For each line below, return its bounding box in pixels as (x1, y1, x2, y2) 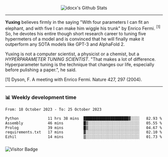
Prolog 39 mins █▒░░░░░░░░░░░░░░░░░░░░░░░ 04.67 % (5, 125, 162, 130)
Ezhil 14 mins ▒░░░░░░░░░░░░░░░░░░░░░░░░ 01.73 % (5, 135, 162, 140)
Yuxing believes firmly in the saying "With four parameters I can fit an (5, 19, 149, 25)
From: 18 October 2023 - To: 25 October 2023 (5, 107, 101, 112)
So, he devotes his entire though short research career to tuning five (5, 30, 146, 36)
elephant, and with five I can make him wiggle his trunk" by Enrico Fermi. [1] (5, 24, 161, 31)
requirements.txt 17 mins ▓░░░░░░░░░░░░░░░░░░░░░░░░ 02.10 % (5, 130, 162, 135)
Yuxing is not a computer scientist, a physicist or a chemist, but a (5, 51, 139, 57)
